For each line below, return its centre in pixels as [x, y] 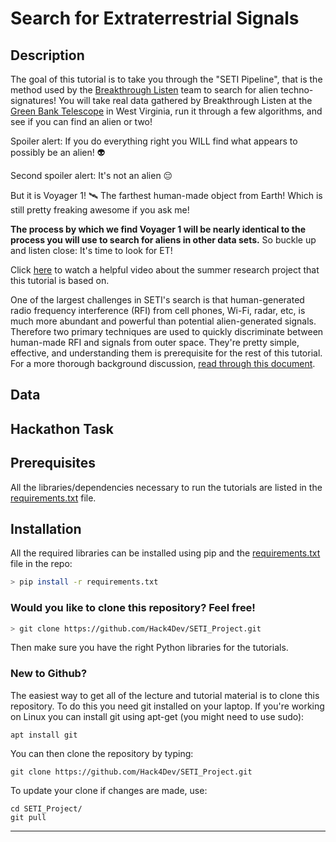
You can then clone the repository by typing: [102, 753]
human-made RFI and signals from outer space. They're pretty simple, [155, 342]
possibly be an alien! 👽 [58, 152]
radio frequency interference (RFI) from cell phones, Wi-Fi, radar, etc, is [158, 310]
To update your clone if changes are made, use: [109, 790]
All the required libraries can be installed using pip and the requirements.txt [165, 553]
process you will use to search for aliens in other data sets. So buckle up [163, 240]
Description [47, 55]
